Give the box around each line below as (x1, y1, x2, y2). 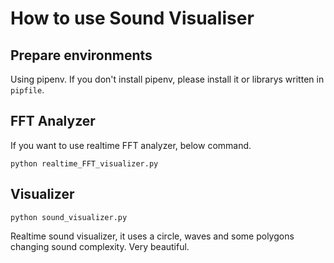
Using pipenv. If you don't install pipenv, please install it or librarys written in (10, 73, 325, 85)
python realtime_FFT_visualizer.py (10, 158, 159, 169)
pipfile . (10, 84, 45, 96)
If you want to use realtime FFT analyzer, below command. (10, 139, 252, 151)
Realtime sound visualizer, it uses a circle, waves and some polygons (10, 230, 295, 242)
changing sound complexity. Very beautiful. (10, 240, 190, 252)
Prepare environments (10, 47, 153, 64)
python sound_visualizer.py (10, 212, 128, 222)
